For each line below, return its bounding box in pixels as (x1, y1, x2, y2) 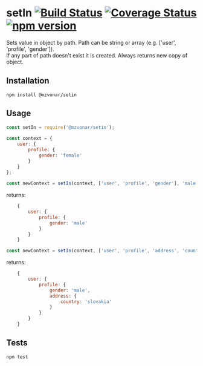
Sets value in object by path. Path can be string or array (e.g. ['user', (6, 39, 176, 46)
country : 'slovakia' (60, 298, 112, 305)
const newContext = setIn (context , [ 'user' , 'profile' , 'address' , (6, 248, 180, 254)
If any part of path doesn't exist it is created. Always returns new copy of (6, 51, 188, 59)
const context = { (6, 136, 53, 142)
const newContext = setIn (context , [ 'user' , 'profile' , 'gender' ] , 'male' (6, 180, 199, 187)
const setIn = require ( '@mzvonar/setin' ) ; (6, 124, 115, 130)
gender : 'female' (38, 152, 83, 158)
